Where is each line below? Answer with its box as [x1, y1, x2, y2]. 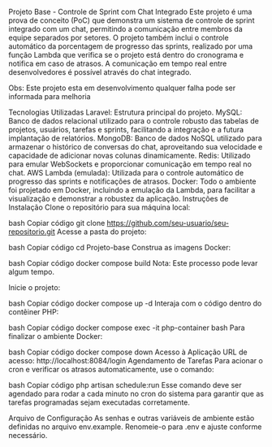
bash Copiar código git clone [8, 219, 106, 228]
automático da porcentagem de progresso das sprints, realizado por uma [8, 41, 253, 51]
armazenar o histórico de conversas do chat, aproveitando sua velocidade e [8, 142, 263, 151]
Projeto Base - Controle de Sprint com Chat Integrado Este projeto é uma [8, 7, 253, 16]
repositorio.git [8, 227, 55, 237]
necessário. [8, 431, 48, 440]
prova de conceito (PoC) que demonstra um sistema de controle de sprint [8, 15, 255, 25]
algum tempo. [8, 267, 55, 276]
